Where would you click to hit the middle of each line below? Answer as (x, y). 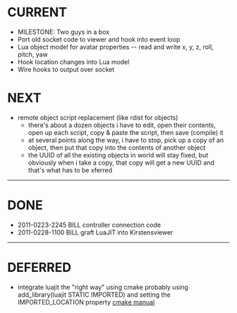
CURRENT (37, 12)
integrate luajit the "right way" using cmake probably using (103, 287)
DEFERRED (39, 267)
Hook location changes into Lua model (73, 61)
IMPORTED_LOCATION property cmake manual (86, 302)
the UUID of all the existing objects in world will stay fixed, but (118, 155)
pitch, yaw (32, 54)
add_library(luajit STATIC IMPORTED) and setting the (94, 295)
